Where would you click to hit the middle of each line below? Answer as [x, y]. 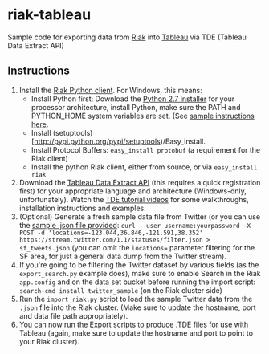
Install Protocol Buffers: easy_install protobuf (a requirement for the [146, 149]
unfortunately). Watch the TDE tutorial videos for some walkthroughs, [134, 199]
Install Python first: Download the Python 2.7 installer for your [133, 99]
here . [40, 124]
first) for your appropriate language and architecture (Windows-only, [132, 191]
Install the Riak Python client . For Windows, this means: [110, 90]
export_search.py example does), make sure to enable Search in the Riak [140, 273]
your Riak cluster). [49, 341]
